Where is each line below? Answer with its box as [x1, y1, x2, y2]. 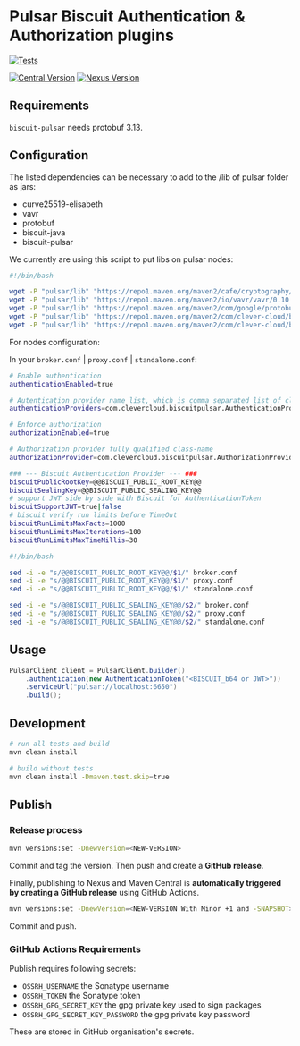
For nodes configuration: [9, 336, 100, 347]
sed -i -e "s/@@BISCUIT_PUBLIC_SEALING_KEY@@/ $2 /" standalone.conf [9, 617, 266, 626]
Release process [9, 823, 83, 836]
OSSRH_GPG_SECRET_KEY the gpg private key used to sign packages [21, 999, 262, 1010]
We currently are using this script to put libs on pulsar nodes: [9, 253, 234, 265]
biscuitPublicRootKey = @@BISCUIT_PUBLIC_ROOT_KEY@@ [9, 477, 202, 487]
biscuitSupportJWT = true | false [9, 503, 122, 512]
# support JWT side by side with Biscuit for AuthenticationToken [9, 494, 262, 503]
